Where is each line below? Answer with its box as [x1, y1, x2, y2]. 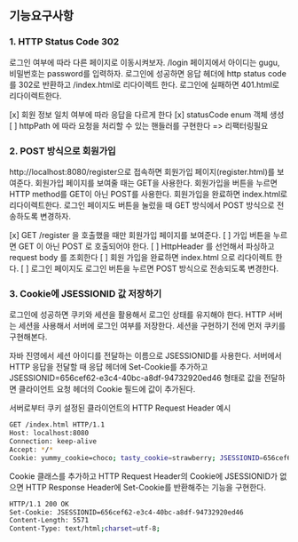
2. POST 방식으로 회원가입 [9, 145, 117, 157]
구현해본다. [9, 331, 48, 342]
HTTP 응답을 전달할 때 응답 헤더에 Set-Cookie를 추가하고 [9, 362, 208, 372]
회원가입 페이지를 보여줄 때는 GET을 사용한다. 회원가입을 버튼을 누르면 [35, 177, 278, 188]
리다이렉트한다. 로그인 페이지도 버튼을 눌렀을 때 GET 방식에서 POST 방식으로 [9, 199, 275, 211]
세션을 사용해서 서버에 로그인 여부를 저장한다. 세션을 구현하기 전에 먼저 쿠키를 [18, 321, 286, 331]
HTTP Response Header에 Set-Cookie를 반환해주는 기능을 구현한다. [25, 482, 266, 492]
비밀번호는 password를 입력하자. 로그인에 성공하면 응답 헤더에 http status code [9, 68, 286, 78]
